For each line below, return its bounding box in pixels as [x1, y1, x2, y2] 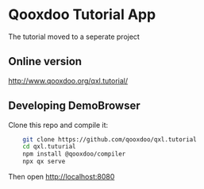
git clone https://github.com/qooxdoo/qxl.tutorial [22, 135, 197, 144]
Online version [8, 55, 82, 68]
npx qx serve [22, 157, 66, 166]
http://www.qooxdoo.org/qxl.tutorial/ [8, 75, 129, 85]
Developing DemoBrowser [8, 99, 140, 113]
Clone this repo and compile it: [8, 120, 109, 129]
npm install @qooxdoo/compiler [22, 150, 126, 158]
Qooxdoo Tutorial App [8, 6, 156, 24]
